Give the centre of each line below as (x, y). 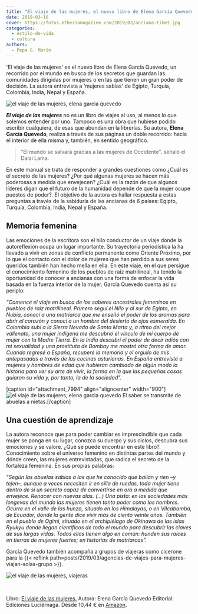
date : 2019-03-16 (27, 17)
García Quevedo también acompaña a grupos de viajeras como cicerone (94, 552)
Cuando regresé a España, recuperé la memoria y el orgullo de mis (88, 352)
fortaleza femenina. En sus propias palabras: (60, 466)
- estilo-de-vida (33, 34)
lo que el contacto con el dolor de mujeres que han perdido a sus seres (93, 259)
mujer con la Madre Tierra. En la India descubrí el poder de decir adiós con (98, 340)
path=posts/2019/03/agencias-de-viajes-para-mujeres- (118, 558)
